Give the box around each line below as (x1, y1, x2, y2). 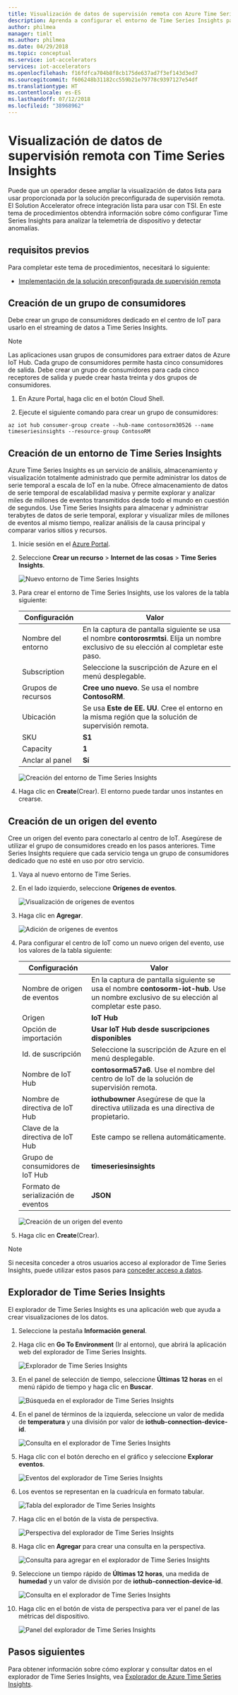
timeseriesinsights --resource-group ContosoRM (8, 428, 151, 435)
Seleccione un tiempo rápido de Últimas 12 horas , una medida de (18, 1569, 210, 1578)
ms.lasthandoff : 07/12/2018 (8, 96, 91, 103)
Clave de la (21, 1123, 59, 1133)
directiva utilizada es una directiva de (91, 1103, 215, 1113)
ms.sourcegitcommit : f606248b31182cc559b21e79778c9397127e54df (8, 76, 198, 83)
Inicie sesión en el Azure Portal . (18, 540, 111, 549)
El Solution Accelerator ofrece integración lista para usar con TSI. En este (8, 201, 222, 209)
